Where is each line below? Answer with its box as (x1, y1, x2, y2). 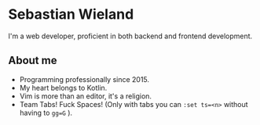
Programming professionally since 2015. (19, 74, 150, 84)
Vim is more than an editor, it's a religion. (19, 91, 152, 101)
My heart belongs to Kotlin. (19, 83, 108, 92)
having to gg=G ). (19, 108, 73, 117)
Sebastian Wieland (8, 5, 134, 23)
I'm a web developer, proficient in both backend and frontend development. (8, 31, 253, 41)
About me (8, 54, 57, 67)
